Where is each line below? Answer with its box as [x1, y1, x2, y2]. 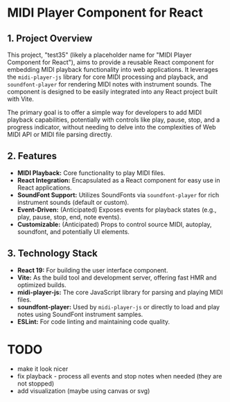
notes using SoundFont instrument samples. [17, 310, 143, 318]
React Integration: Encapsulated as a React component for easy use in [17, 176, 220, 184]
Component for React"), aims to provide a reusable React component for [7, 58, 215, 66]
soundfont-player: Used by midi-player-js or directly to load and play [17, 302, 220, 311]
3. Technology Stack [7, 248, 98, 259]
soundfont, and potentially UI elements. [17, 227, 130, 236]
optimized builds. [17, 280, 67, 289]
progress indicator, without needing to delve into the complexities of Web [7, 123, 216, 131]
